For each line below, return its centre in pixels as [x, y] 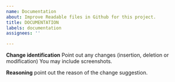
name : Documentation [31, 11]
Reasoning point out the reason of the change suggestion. [77, 73]
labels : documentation [34, 28]
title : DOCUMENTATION [33, 22]
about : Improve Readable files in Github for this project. [81, 17]
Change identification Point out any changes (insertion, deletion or [87, 55]
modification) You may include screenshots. [59, 61]
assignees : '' [23, 33]
